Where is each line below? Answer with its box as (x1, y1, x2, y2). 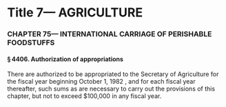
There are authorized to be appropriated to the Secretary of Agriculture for (7, 70, 219, 78)
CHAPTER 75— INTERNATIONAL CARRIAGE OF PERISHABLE (7, 29, 212, 39)
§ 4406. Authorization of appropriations (7, 55, 124, 63)
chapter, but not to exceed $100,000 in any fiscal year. (7, 92, 162, 100)
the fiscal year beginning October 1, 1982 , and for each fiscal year (7, 78, 196, 86)
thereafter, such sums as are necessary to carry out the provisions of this (7, 84, 216, 93)
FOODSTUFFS (7, 38, 55, 47)
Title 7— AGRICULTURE (7, 5, 143, 21)
